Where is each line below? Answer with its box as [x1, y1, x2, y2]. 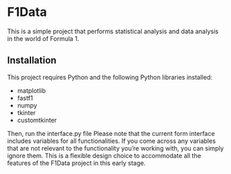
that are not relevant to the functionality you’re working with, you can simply [7, 143, 224, 153]
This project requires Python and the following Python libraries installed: [7, 73, 213, 81]
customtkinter [17, 116, 57, 124]
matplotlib [17, 86, 46, 94]
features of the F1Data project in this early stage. [7, 159, 147, 167]
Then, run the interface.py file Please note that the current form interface [7, 129, 216, 137]
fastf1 [17, 94, 33, 102]
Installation [7, 55, 57, 67]
